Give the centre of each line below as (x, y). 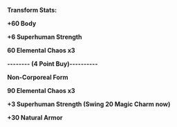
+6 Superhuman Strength (45, 37)
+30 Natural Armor (35, 118)
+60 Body (22, 23)
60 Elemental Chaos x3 (41, 50)
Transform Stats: (32, 10)
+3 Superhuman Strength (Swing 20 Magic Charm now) (89, 104)
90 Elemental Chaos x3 (41, 91)
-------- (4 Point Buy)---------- (53, 64)
